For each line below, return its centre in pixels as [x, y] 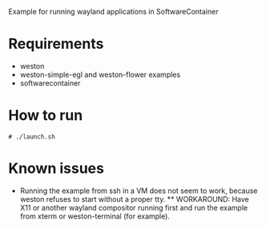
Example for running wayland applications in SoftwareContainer [113, 12]
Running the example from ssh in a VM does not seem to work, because [139, 191]
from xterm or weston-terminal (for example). [95, 216]
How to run [46, 116]
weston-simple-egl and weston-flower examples [100, 74]
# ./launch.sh [32, 137]
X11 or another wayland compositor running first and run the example [134, 207]
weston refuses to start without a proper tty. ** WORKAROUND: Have [135, 199]
